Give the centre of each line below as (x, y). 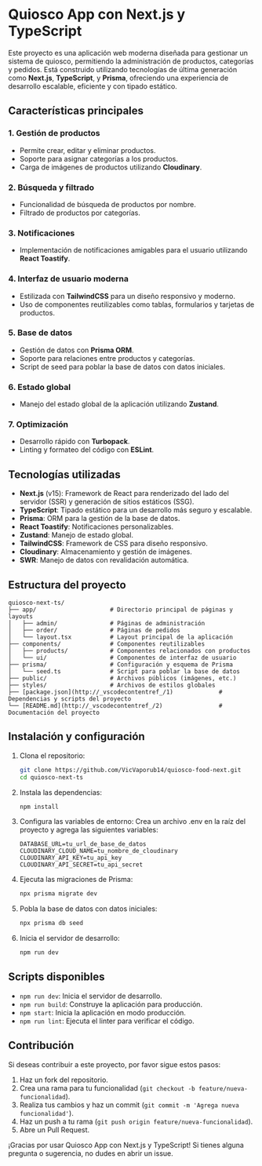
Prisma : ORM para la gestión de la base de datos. (100, 519)
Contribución (41, 1046)
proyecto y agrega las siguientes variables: (89, 830)
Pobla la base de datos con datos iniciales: (88, 909)
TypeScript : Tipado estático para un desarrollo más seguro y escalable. (136, 510)
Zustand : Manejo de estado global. (76, 535)
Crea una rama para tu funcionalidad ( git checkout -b (107, 1088)
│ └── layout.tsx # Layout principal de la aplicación (121, 637)
